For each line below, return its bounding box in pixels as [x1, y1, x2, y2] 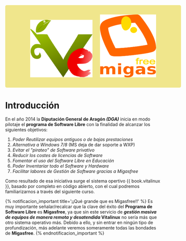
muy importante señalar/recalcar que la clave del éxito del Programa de [5, 203, 153, 209]
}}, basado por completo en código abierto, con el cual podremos [5, 183, 140, 189]
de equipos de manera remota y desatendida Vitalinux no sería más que [5, 214, 157, 220]
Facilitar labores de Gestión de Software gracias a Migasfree [12, 168, 139, 174]
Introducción [5, 99, 60, 111]
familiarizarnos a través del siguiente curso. [5, 188, 95, 194]
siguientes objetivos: [5, 127, 48, 133]
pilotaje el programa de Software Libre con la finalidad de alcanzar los [5, 121, 151, 127]
